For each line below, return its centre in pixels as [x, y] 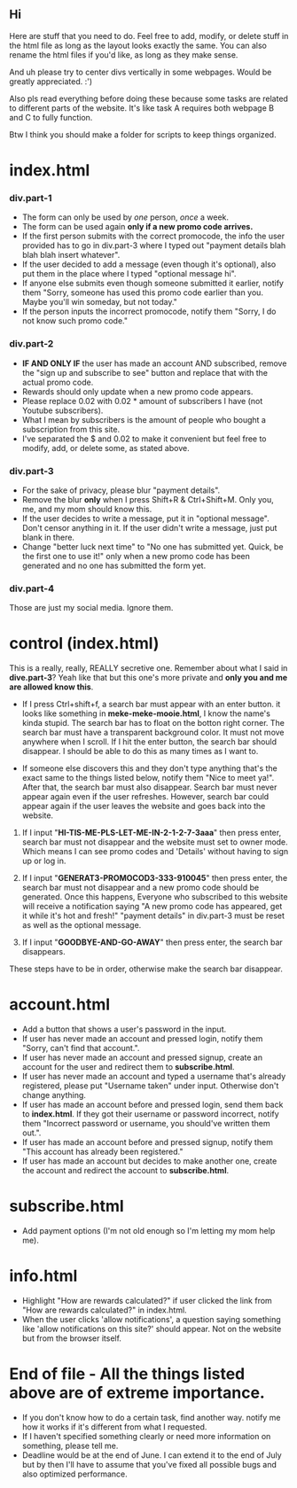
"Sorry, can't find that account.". [81, 1048]
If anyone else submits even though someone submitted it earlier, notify [152, 284]
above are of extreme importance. [137, 1393]
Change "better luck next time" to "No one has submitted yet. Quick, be [152, 546]
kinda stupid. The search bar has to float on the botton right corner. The [153, 723]
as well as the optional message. [82, 925]
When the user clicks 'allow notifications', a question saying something [151, 1319]
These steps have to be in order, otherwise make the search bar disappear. [146, 969]
